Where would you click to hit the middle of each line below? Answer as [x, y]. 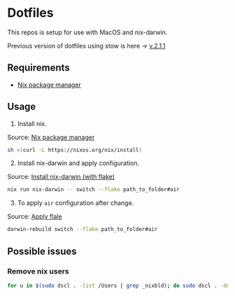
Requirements [38, 68]
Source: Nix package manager [51, 137]
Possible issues [42, 251]
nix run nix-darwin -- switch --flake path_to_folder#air [93, 190]
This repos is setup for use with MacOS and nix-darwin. [87, 32]
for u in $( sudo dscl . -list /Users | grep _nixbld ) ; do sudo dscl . [112, 286]
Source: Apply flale [35, 217]
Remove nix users [38, 271]
